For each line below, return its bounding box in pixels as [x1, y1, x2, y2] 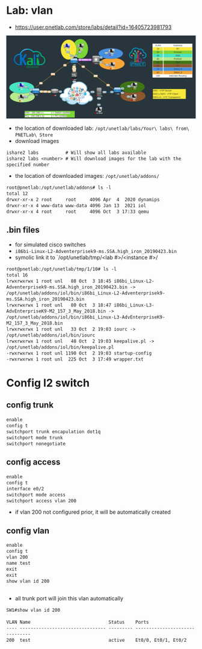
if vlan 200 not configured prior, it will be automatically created [14, 508, 171, 516]
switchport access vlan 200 [6, 498, 77, 504]
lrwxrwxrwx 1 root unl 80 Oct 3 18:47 [6, 302, 112, 308]
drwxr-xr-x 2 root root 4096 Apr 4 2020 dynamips [6, 197, 161, 203]
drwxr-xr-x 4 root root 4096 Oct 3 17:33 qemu [6, 209, 149, 215]
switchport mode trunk [6, 434, 63, 440]
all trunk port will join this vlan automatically [14, 595, 124, 602]
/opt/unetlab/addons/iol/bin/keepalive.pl [6, 344, 114, 350]
